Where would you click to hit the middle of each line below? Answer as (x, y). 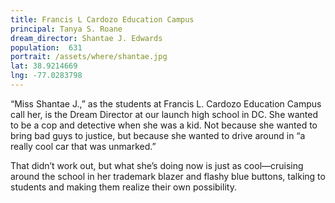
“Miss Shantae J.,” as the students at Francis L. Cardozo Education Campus (166, 103)
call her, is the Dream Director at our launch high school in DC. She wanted (164, 114)
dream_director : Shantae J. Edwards (86, 38)
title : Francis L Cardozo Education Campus (102, 19)
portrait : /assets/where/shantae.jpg (89, 57)
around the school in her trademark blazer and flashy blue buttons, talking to (168, 176)
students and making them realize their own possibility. (123, 187)
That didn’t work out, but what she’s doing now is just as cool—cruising (157, 165)
